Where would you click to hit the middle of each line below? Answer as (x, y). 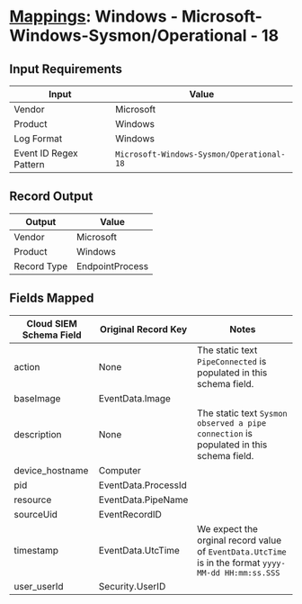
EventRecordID (130, 514)
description (38, 434)
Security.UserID (132, 586)
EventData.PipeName (143, 500)
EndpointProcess (112, 266)
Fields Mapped (52, 298)
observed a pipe (232, 423)
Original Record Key (144, 329)
